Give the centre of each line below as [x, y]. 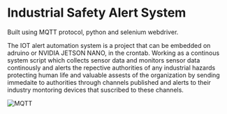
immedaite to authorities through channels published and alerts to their [109, 82]
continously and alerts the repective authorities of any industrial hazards [111, 67]
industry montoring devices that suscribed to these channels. [95, 90]
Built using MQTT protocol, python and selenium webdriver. [93, 32]
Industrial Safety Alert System [97, 13]
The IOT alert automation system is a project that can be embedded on [109, 45]
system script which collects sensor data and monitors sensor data [104, 60]
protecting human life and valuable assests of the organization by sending [113, 75]
